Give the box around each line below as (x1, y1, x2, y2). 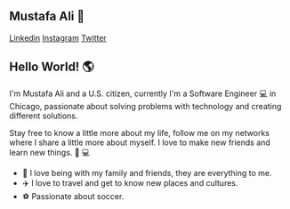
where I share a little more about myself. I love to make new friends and (9, 137, 271, 148)
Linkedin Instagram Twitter (9, 32, 107, 43)
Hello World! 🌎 (9, 60, 95, 75)
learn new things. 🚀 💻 (9, 147, 91, 157)
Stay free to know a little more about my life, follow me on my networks (9, 127, 270, 138)
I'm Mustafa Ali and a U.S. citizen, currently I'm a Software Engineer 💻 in (9, 88, 277, 99)
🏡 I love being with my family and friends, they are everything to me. (21, 167, 273, 178)
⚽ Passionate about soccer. (21, 190, 125, 201)
